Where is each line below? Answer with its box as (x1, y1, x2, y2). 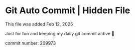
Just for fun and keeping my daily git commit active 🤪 (5, 30, 115, 36)
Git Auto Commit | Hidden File (5, 5, 131, 16)
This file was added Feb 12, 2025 (5, 21, 73, 27)
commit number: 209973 (5, 40, 56, 46)
